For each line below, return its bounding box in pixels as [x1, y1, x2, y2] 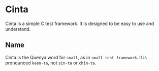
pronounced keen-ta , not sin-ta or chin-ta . [5, 60, 97, 66]
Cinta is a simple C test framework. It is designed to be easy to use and [5, 20, 154, 27]
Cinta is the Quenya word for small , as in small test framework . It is [5, 54, 147, 60]
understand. [5, 26, 31, 32]
